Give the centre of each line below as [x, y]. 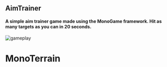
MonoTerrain [33, 58]
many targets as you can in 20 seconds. [48, 26]
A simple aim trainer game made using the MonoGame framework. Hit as [83, 21]
